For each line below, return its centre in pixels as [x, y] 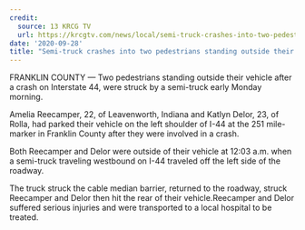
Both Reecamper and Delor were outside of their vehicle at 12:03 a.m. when [151, 152]
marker [23, 134]
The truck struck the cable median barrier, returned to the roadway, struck [148, 188]
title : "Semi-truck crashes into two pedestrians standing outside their [152, 52]
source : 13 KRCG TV [54, 26]
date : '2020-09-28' [46, 43]
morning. [26, 97]
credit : [24, 18]
